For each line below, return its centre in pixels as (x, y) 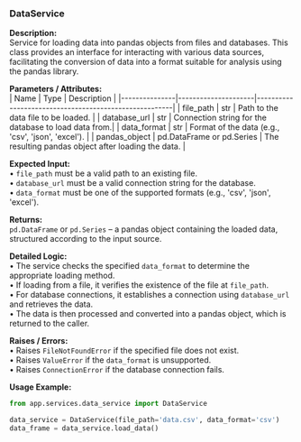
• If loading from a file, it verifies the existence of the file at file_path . (139, 285)
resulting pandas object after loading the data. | (98, 146)
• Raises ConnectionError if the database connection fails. (117, 370)
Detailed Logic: (38, 256)
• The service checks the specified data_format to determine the (130, 266)
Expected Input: (40, 164)
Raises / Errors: (39, 341)
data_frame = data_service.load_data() (84, 428)
